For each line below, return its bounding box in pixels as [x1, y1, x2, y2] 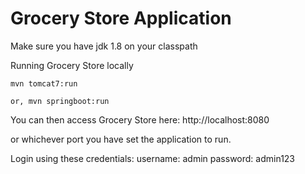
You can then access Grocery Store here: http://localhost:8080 [10, 113, 270, 126]
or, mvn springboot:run [10, 96, 110, 106]
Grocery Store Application [10, 7, 232, 30]
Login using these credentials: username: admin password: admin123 [10, 152, 296, 164]
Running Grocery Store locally [10, 59, 134, 71]
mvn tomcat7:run [10, 78, 78, 89]
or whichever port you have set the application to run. [10, 133, 232, 145]
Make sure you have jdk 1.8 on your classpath [10, 40, 198, 52]
